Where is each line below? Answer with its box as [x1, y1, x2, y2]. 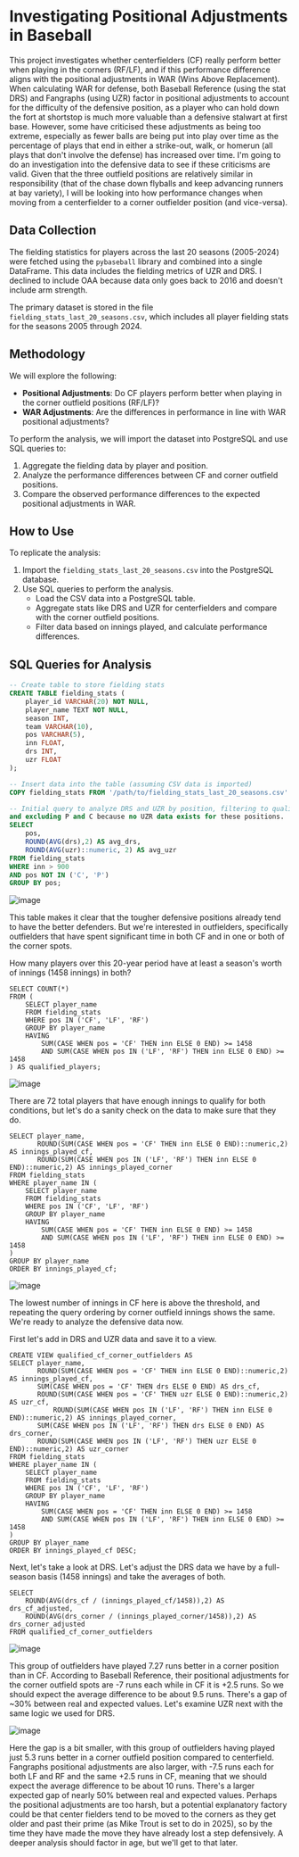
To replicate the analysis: [9, 547, 101, 559]
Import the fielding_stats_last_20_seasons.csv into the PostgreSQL [21, 565, 274, 576]
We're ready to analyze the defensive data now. [9, 1316, 184, 1327]
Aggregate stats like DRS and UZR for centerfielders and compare [35, 602, 278, 613]
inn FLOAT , [25, 739, 66, 748]
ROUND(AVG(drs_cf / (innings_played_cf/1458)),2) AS [25, 1596, 225, 1605]
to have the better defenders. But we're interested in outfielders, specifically [9, 922, 289, 933]
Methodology [9, 346, 86, 362]
